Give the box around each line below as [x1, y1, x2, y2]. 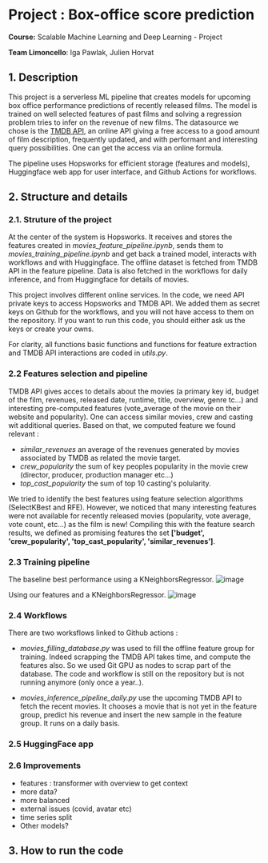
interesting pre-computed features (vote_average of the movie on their [8, 403, 242, 413]
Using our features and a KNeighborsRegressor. [8, 590, 166, 600]
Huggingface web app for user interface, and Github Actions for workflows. [8, 166, 258, 177]
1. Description [8, 70, 78, 85]
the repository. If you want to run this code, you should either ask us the [8, 316, 246, 326]
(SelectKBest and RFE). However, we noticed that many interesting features [8, 502, 258, 512]
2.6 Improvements [8, 760, 82, 771]
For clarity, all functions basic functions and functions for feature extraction [8, 340, 258, 350]
